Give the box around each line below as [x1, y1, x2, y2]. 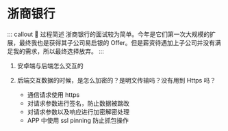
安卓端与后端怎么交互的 [16, 61, 84, 70]
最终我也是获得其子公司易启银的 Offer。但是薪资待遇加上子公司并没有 [18, 38, 216, 46]
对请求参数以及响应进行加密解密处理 [27, 107, 130, 116]
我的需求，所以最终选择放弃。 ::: [12, 47, 105, 55]
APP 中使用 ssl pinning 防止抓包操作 [27, 116, 129, 124]
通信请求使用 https [27, 90, 80, 99]
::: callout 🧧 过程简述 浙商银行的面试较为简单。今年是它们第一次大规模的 [7, 30, 210, 38]
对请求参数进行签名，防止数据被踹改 [27, 99, 130, 107]
